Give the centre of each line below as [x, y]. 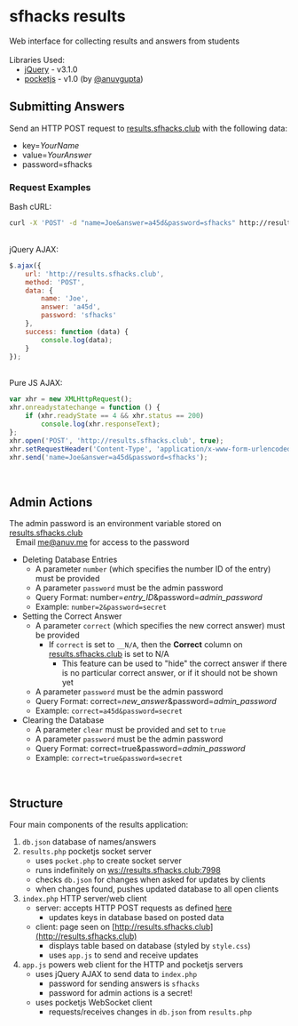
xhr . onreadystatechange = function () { [85, 408]
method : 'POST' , [55, 282]
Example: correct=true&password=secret [109, 758]
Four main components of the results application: [99, 825]
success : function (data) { [77, 332]
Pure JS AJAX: [36, 383]
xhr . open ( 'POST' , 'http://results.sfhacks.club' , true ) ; [117, 441]
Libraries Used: [37, 60]
